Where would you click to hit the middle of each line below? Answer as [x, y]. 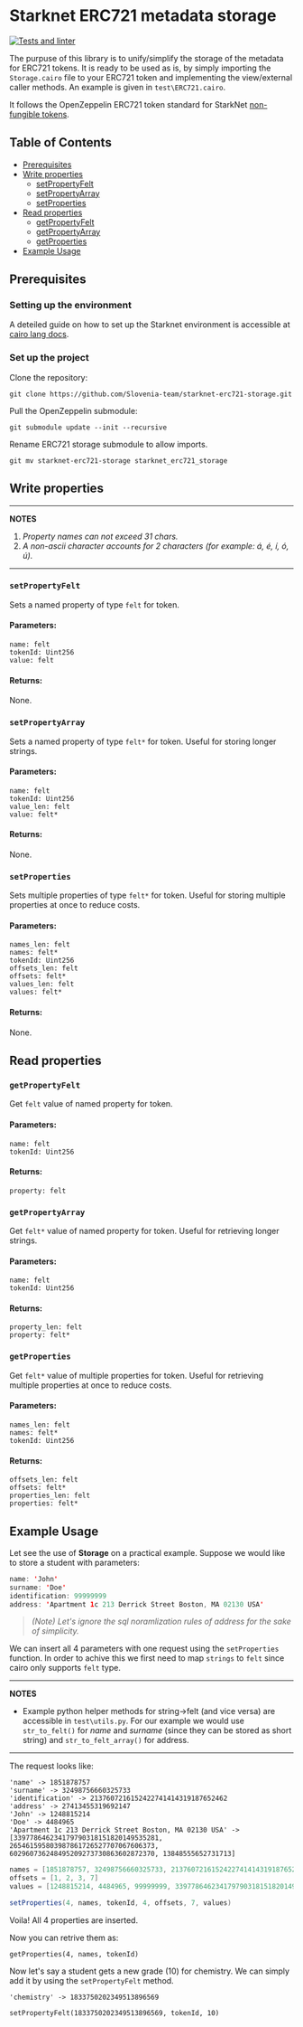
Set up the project [49, 358]
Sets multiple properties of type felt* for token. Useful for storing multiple [147, 895]
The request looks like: [52, 1766]
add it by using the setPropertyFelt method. [92, 1980]
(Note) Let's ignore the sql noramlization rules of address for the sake [161, 1622]
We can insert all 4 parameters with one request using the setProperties [144, 1649]
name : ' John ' [34, 1579]
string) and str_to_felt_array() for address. [106, 1740]
